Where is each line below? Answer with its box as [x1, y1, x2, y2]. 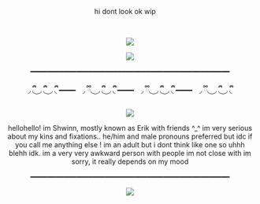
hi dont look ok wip [94, 7, 157, 16]
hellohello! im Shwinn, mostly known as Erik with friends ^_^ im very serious [8, 124, 252, 132]
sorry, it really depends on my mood [71, 157, 189, 166]
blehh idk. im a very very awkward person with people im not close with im [9, 149, 251, 158]
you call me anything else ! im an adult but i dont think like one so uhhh [14, 140, 246, 149]
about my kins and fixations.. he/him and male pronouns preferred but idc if [7, 132, 253, 141]
